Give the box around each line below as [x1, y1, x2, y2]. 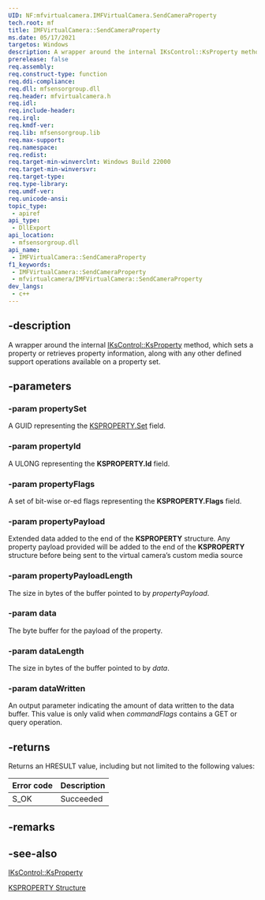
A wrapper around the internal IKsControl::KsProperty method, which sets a [8, 340, 254, 349]
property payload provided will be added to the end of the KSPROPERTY [8, 542, 245, 552]
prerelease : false [8, 56, 69, 64]
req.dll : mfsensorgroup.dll [8, 84, 101, 93]
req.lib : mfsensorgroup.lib [8, 128, 101, 136]
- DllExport [11, 224, 51, 232]
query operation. [8, 718, 63, 727]
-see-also [8, 847, 58, 861]
